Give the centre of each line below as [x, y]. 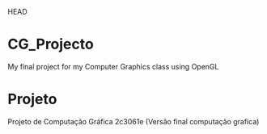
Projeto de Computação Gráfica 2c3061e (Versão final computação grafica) [133, 121]
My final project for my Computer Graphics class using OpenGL [113, 66]
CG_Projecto [51, 44]
